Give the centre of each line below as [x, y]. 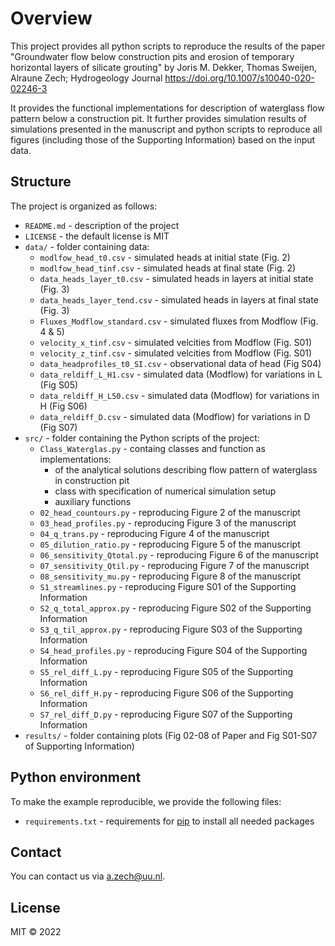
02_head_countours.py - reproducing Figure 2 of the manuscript [170, 512]
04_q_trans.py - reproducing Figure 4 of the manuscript [154, 533]
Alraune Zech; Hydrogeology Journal [86, 78]
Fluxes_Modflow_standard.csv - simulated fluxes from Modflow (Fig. [179, 321]
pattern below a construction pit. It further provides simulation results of [158, 118]
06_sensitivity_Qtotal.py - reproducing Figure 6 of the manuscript [179, 554]
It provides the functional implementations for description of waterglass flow [167, 108]
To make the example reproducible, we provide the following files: [146, 801]
